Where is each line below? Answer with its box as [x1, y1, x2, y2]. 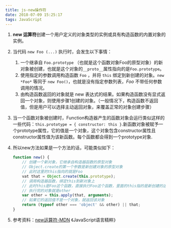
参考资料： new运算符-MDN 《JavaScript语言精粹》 [12, 217, 118, 223]
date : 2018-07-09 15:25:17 [5, 12, 63, 17]
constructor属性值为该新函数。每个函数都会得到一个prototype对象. [12, 134, 153, 140]
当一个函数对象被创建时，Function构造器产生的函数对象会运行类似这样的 [12, 115, 165, 121]
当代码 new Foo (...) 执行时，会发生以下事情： [12, 49, 112, 55]
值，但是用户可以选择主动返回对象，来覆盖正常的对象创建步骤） [20, 104, 154, 110]
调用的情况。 [20, 85, 47, 91]
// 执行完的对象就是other [22, 188, 71, 193]
